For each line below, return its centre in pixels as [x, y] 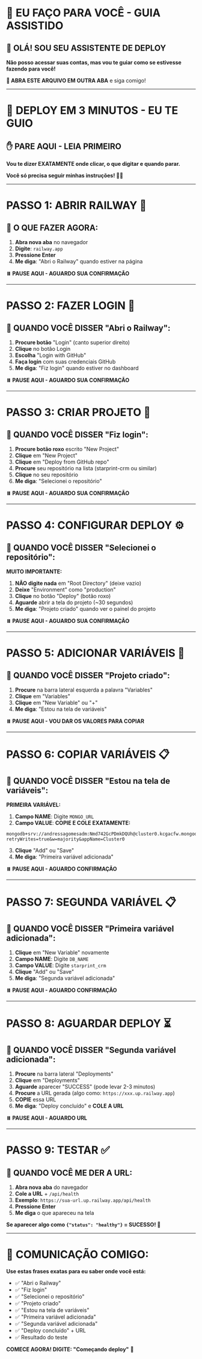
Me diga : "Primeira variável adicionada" [64, 857]
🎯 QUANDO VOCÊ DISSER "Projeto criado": [88, 675]
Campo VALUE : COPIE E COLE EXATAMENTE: [73, 823]
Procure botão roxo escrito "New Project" [67, 449]
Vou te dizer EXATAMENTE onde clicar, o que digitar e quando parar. [93, 164]
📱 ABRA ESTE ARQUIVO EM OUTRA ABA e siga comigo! [76, 80]
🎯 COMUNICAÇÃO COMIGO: [78, 1255]
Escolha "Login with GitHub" [50, 355]
